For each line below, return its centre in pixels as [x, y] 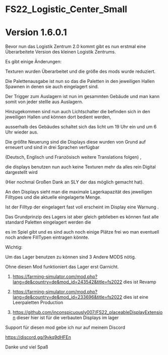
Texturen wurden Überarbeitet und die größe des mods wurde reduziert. [80, 71]
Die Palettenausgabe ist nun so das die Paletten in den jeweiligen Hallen [80, 81]
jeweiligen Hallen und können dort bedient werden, [58, 117]
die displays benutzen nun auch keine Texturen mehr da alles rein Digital [80, 167]
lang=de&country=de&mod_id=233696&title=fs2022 [67, 297]
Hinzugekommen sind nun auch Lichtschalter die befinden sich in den [78, 112]
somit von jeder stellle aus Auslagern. [44, 102]
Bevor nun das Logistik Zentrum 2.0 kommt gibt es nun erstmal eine [76, 47]
